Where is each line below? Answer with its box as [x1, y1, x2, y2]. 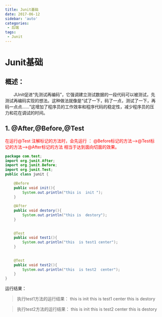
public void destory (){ [14, 208, 62, 213]
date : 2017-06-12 [5, 12, 40, 17]
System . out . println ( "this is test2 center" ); [22, 267, 120, 272]
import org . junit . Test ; [5, 167, 53, 172]
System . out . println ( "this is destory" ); [22, 213, 108, 218]
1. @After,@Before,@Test [5, 124, 84, 133]
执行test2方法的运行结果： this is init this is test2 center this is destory [16, 306, 157, 312]
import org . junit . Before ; [5, 163, 57, 168]
